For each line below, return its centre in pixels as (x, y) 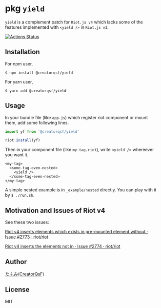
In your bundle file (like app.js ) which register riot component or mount (76, 117)
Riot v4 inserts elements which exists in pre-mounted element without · (77, 232)
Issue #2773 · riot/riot (27, 237)
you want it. (17, 155)
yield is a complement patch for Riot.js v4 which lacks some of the (74, 22)
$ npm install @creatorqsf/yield (39, 73)
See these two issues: (27, 222)
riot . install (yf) (23, 140)
